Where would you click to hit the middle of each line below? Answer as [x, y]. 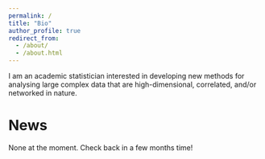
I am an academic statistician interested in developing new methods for [126, 76]
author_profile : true [45, 31]
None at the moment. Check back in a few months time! [101, 147]
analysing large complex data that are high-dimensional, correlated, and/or [132, 84]
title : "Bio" [30, 23]
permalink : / [30, 16]
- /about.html [39, 53]
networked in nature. [43, 93]
